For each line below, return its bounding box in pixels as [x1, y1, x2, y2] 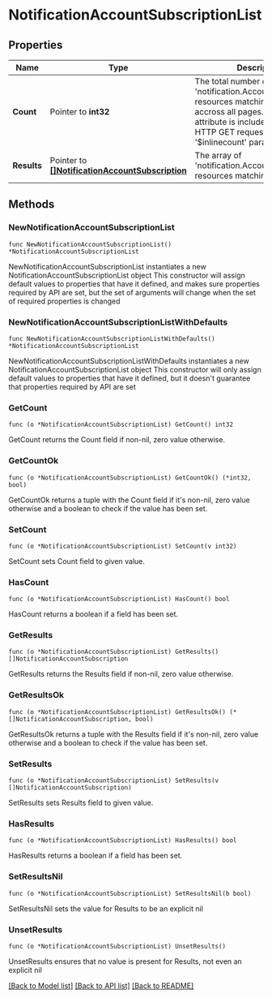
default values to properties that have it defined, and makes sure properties [8, 278, 261, 289]
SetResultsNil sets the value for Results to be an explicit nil [8, 903, 204, 914]
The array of [194, 150, 242, 161]
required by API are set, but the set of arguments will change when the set [8, 287, 257, 297]
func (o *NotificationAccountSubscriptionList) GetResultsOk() [8, 708, 227, 716]
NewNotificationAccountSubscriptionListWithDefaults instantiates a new [8, 355, 249, 366]
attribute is [194, 116, 236, 127]
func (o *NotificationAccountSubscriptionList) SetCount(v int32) [8, 542, 237, 550]
